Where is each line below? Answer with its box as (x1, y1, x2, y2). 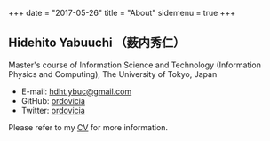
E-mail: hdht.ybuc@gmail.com (20, 86, 132, 97)
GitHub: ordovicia (20, 95, 86, 106)
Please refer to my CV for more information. (8, 121, 169, 132)
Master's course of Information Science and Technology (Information (8, 59, 261, 70)
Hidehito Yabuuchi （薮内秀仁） (8, 35, 186, 51)
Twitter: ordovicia (20, 105, 85, 115)
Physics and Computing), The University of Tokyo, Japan (8, 68, 218, 79)
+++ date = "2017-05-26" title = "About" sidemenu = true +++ (8, 8, 236, 18)
